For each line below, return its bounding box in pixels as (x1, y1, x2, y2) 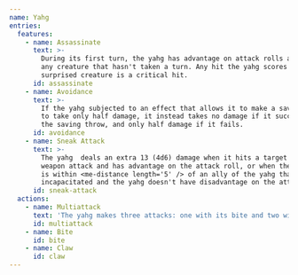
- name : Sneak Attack (25, 137, 105, 145)
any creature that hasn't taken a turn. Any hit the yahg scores (41, 63, 288, 72)
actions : (17, 194, 50, 204)
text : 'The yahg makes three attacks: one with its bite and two (32, 210, 279, 220)
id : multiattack (32, 219, 93, 228)
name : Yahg (9, 12, 50, 22)
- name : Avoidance (25, 87, 93, 96)
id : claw (32, 252, 66, 262)
